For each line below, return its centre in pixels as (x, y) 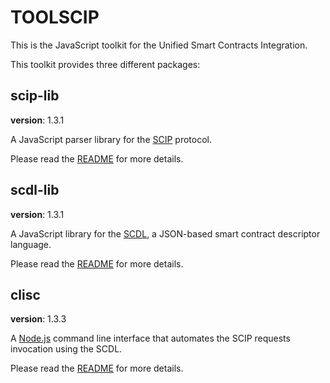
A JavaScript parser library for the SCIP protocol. (111, 139)
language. (31, 244)
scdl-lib (35, 190)
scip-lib (35, 96)
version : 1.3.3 (38, 319)
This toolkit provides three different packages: (105, 64)
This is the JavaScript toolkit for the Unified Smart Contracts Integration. (159, 45)
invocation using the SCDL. (66, 349)
